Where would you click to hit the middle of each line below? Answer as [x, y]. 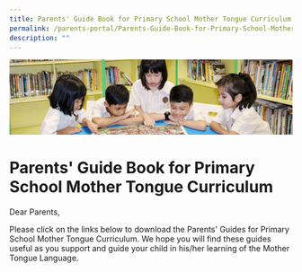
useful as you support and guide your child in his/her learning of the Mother [150, 248]
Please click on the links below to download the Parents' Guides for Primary [150, 229]
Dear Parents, [35, 212]
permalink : [30, 28]
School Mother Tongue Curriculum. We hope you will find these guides [140, 239]
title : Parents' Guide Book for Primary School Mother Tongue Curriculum [151, 19]
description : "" [40, 38]
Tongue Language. [44, 258]
